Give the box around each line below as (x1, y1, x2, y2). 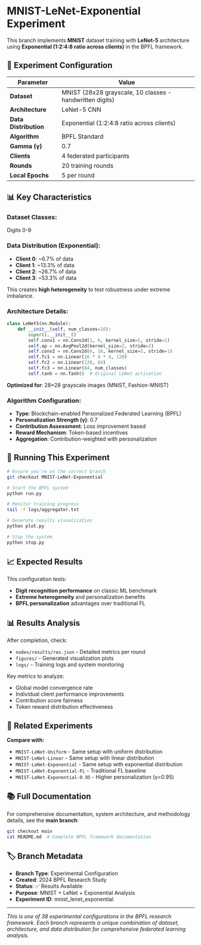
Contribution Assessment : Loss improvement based (15, 423, 146, 430)
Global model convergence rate (15, 684, 93, 692)
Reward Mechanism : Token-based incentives (15, 429, 128, 436)
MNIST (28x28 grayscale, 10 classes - (61, 88, 172, 96)
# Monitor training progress (7, 501, 79, 507)
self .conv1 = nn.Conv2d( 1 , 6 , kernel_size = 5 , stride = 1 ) (28, 337, 170, 343)
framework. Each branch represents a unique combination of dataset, (7, 919, 180, 926)
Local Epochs (10, 171, 50, 179)
